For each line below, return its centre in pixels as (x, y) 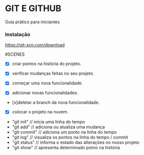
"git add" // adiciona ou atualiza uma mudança (58, 127)
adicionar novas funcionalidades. (45, 93)
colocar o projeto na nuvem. (40, 112)
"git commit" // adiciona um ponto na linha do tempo (64, 132)
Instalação (18, 34)
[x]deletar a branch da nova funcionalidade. (56, 103)
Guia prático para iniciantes (32, 22)
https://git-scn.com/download (35, 45)
